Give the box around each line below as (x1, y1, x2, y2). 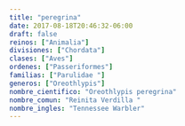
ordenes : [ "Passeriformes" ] (9, 63, 114, 72)
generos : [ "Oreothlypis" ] (9, 79, 105, 88)
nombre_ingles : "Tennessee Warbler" (9, 104, 145, 113)
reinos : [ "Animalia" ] (9, 37, 90, 47)
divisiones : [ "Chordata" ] (9, 46, 105, 55)
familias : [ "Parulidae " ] (9, 71, 105, 80)
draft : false (9, 29, 58, 38)
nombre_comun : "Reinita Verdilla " (9, 95, 141, 105)
